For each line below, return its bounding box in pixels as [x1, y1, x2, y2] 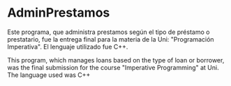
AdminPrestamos [7, 5, 110, 21]
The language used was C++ [7, 71, 91, 79]
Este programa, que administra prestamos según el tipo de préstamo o [7, 28, 210, 36]
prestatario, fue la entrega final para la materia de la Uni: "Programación [7, 35, 214, 43]
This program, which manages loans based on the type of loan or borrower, [7, 55, 225, 64]
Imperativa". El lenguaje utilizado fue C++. [7, 42, 128, 51]
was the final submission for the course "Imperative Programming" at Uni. [7, 63, 219, 71]
